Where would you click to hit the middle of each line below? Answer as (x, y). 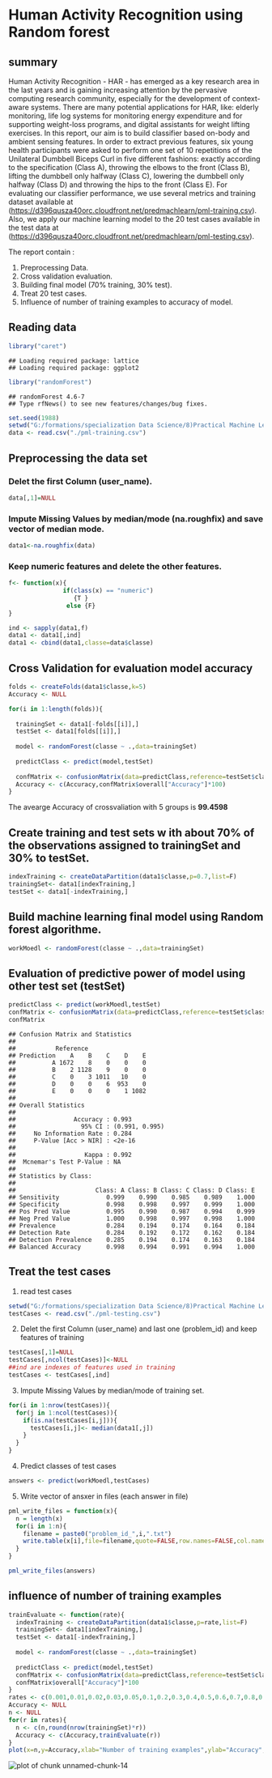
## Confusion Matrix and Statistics (70, 1034)
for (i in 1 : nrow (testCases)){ (59, 1405)
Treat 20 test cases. (53, 293)
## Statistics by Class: (50, 1176)
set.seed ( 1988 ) (34, 418)
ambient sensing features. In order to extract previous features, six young (131, 142)
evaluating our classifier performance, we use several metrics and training (132, 193)
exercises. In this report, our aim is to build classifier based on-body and (129, 133)
